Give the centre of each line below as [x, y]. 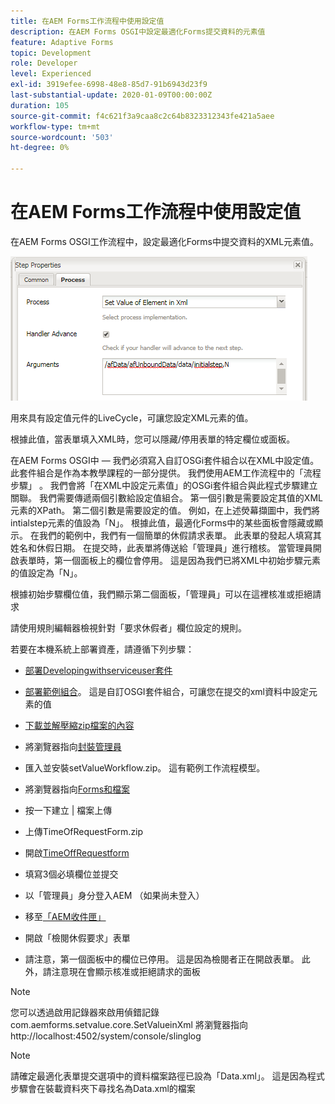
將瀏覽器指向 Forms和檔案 [77, 789]
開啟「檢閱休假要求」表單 [77, 937]
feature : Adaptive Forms [62, 42]
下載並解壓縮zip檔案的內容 [79, 725]
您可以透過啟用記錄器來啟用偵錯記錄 [85, 1012]
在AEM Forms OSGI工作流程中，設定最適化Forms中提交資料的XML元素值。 [165, 241]
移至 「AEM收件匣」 [65, 916]
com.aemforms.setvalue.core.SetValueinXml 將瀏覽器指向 [129, 1024]
